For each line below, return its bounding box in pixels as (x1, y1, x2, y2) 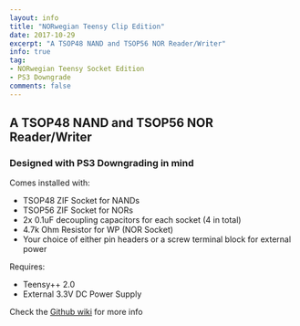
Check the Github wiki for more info (9, 307, 143, 318)
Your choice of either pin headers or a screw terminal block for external (22, 234, 292, 245)
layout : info (9, 13, 59, 23)
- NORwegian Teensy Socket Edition (9, 65, 145, 74)
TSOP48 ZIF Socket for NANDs (22, 195, 140, 206)
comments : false (9, 81, 71, 90)
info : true (9, 47, 51, 57)
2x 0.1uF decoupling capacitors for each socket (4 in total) (22, 215, 242, 226)
